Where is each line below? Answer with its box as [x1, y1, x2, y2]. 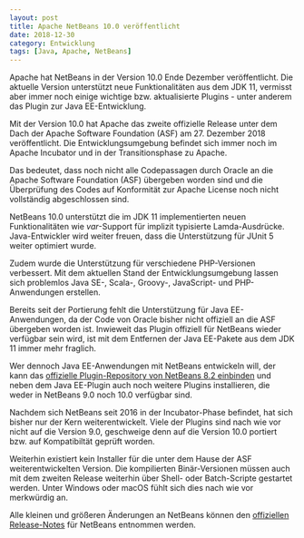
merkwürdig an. [9, 492, 69, 504]
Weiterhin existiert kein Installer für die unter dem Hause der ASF [9, 454, 252, 465]
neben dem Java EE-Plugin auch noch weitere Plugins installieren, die [9, 380, 270, 391]
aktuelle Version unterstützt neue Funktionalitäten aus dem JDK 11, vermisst [9, 82, 292, 93]
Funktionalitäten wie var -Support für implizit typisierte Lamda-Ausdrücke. [9, 221, 285, 232]
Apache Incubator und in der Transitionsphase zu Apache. [9, 147, 228, 159]
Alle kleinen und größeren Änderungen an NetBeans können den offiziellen [9, 510, 289, 521]
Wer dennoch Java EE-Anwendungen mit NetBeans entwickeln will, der [9, 360, 277, 372]
